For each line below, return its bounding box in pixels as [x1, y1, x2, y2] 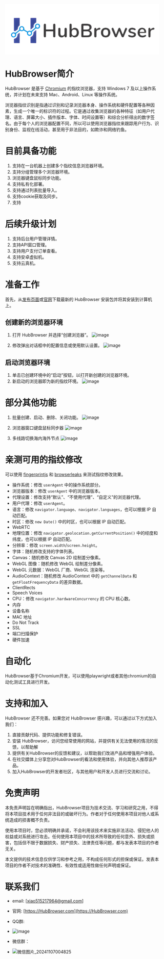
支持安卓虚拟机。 [12, 254, 47, 260]
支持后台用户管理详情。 [12, 235, 60, 241]
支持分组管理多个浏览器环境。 [12, 169, 72, 175]
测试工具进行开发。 [13, 679, 52, 685]
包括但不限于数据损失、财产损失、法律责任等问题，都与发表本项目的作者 [13, 839, 159, 845]
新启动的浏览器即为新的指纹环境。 [12, 378, 81, 384]
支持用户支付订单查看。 [12, 248, 60, 254]
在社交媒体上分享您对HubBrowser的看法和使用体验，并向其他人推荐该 [12, 756, 153, 762]
